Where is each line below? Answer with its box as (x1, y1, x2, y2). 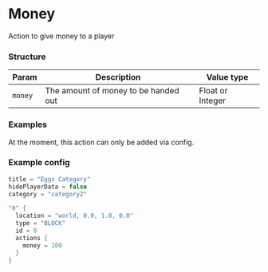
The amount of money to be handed (45, 85, 179, 97)
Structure (8, 51, 46, 62)
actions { (15, 234, 48, 242)
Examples (8, 119, 48, 130)
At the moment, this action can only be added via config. (8, 137, 195, 147)
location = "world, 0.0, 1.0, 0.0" (15, 212, 134, 220)
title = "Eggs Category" (8, 175, 91, 183)
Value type (206, 72, 249, 83)
